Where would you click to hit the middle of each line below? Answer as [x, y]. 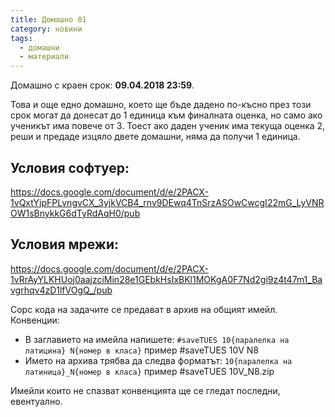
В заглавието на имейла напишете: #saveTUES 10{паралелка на [157, 339]
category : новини [46, 29]
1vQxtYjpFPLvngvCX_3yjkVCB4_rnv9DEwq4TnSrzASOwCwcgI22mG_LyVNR [167, 202]
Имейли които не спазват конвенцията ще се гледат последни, [145, 390]
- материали [44, 57]
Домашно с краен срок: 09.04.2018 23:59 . [102, 85]
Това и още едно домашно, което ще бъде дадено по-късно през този [161, 105]
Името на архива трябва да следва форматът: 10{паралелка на [158, 360]
